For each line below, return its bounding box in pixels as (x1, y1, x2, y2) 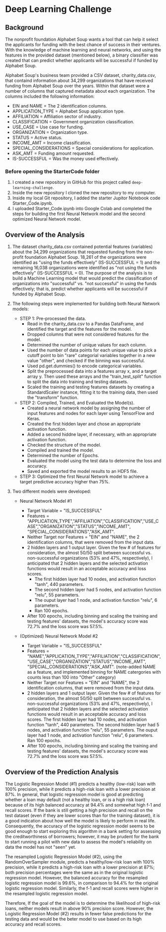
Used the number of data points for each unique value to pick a (27, 347, 157, 353)
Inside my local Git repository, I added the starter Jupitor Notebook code (12, 195, 161, 201)
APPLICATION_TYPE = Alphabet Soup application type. (12, 108, 125, 114)
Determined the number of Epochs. (27, 453, 99, 459)
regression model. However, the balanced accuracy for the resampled (5, 874, 148, 880)
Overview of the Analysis (5, 231, 85, 239)
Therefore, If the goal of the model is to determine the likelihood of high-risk (5, 900, 161, 906)
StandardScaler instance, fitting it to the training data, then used (27, 389, 158, 395)
